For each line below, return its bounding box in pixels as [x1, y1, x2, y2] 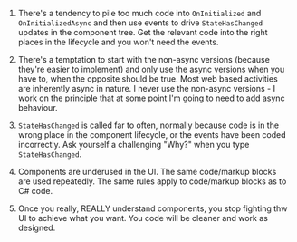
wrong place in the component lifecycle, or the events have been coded [17, 130, 287, 140]
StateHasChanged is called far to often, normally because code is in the [17, 120, 279, 131]
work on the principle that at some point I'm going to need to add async [17, 92, 285, 103]
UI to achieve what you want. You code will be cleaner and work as [17, 213, 269, 223]
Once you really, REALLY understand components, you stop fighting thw [17, 203, 288, 214]
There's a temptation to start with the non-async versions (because [17, 54, 270, 64]
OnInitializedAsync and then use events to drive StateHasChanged [17, 17, 263, 28]
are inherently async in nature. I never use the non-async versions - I [17, 83, 276, 93]
